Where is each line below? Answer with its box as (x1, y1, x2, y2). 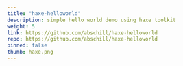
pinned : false (7, 42, 48, 49)
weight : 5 (7, 23, 36, 30)
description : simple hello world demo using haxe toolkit (7, 16, 176, 23)
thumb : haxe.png (7, 49, 53, 56)
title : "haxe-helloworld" (7, 10, 81, 17)
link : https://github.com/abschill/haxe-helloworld (7, 29, 158, 36)
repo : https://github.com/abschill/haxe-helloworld (7, 36, 158, 43)
